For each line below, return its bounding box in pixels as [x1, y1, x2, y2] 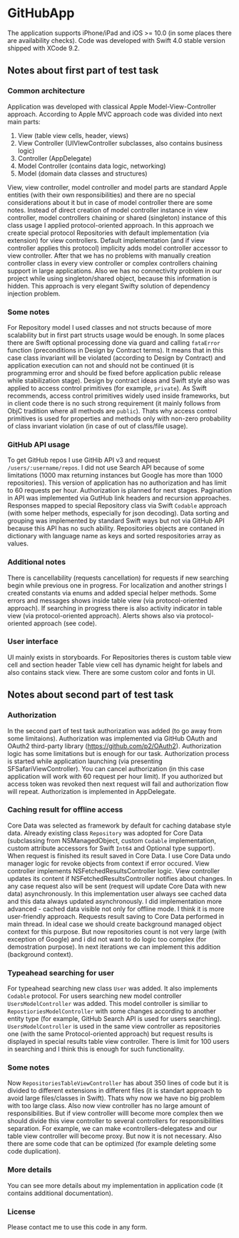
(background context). [7, 950, 73, 958]
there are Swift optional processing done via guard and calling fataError [7, 338, 220, 347]
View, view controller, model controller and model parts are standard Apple [7, 183, 228, 191]
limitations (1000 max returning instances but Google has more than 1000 [7, 471, 223, 480]
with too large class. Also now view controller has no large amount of [7, 1102, 210, 1110]
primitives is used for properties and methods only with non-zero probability [7, 414, 232, 423]
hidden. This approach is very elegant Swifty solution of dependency [7, 281, 210, 290]
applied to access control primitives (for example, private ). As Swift [7, 383, 207, 392]
